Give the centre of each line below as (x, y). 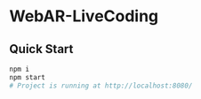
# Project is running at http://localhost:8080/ (101, 86)
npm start (28, 77)
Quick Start (41, 49)
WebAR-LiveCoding (84, 16)
